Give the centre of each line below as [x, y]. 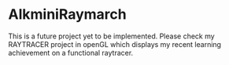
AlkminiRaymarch [68, 14]
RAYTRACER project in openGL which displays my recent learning [115, 44]
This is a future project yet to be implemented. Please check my [111, 36]
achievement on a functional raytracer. [71, 52]
